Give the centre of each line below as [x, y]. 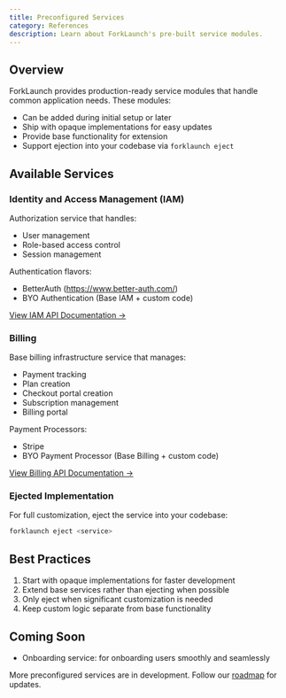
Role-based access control [71, 244]
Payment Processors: [48, 430]
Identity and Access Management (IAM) [97, 198]
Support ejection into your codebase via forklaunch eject [128, 146]
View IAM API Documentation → [68, 314]
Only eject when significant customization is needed [117, 600]
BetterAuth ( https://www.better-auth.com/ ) [100, 288]
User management [56, 235]
